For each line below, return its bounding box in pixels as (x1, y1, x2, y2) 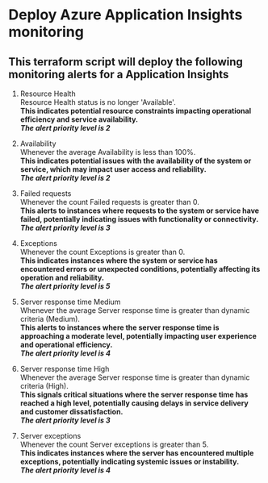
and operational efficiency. (19, 340, 113, 349)
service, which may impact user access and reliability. (19, 164, 207, 174)
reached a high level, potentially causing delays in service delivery (19, 398, 249, 408)
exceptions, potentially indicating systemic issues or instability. (19, 457, 240, 466)
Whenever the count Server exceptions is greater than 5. (19, 439, 209, 449)
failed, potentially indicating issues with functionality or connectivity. (19, 214, 259, 223)
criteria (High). (19, 381, 69, 390)
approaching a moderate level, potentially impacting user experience (19, 331, 257, 340)
